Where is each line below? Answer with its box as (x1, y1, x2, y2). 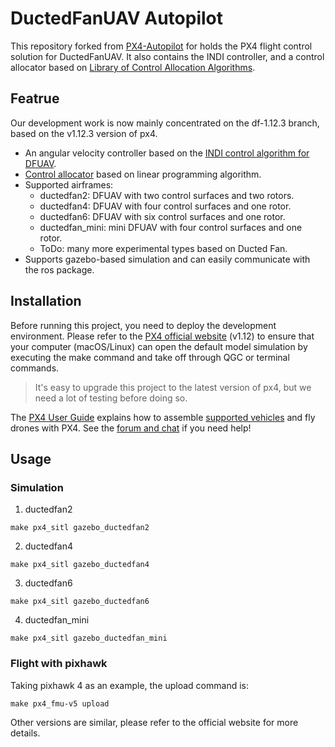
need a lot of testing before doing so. (34, 392, 188, 404)
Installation (10, 293, 82, 310)
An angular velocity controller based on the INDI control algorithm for (24, 147, 310, 159)
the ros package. (24, 263, 95, 276)
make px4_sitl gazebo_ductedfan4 (10, 560, 150, 570)
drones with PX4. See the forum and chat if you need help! (10, 422, 252, 434)
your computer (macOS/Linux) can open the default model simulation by (10, 340, 308, 352)
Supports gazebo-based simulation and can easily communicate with (24, 253, 311, 265)
